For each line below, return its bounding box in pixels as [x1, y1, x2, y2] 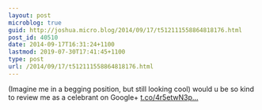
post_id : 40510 [8, 33, 59, 42]
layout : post [8, 11, 51, 20]
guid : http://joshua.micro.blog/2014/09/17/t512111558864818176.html [8, 26, 243, 34]
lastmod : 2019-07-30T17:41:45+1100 [8, 48, 126, 56]
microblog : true [8, 19, 62, 27]
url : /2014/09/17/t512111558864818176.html [8, 63, 154, 71]
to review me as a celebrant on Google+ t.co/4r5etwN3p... [8, 92, 199, 102]
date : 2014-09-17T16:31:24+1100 [8, 41, 115, 49]
